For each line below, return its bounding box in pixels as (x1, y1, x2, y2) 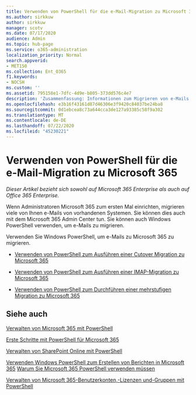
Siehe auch (6, 309, 48, 319)
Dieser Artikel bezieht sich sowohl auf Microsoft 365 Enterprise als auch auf (6, 185, 190, 192)
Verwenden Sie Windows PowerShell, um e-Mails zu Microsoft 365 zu (6, 233, 174, 240)
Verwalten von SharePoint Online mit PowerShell (6, 347, 123, 355)
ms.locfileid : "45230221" (6, 128, 69, 135)
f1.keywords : (6, 74, 38, 80)
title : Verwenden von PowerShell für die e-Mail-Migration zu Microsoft (6, 8, 187, 15)
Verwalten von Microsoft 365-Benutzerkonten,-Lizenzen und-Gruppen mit (6, 376, 185, 383)
